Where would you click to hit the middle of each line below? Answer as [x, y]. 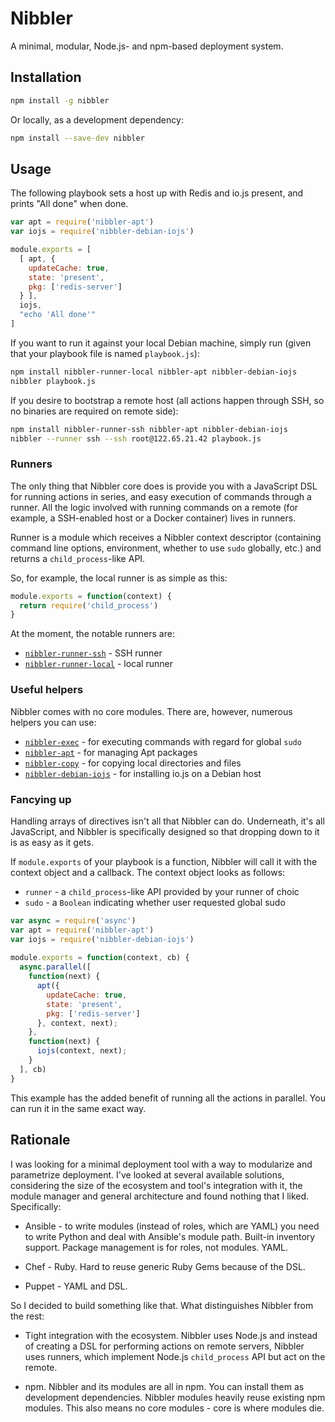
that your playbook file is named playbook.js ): [105, 353]
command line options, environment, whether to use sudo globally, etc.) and [166, 548]
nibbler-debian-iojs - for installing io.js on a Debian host [143, 773]
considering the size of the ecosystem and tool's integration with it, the [156, 1185]
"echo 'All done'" [58, 315]
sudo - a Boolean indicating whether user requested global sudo [155, 902]
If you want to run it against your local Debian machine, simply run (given [161, 343]
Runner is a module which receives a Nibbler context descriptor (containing [166, 537]
